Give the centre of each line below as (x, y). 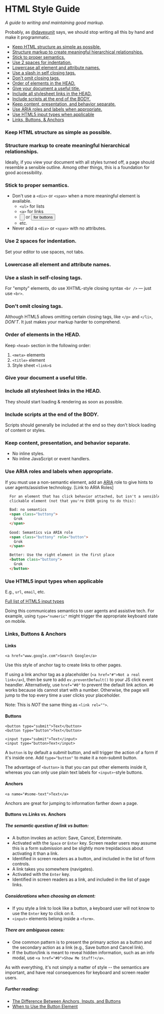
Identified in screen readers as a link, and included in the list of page (81, 879)
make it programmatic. (28, 37)
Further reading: (22, 989)
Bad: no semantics (28, 510)
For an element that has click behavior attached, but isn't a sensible (85, 496)
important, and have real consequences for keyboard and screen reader (78, 972)
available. (22, 201)
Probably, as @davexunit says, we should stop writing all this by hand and (79, 32)
